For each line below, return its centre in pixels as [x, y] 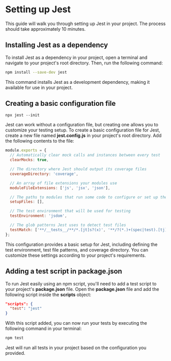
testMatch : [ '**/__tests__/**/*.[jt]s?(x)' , [58, 230]
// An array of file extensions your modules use [63, 183]
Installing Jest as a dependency [57, 45]
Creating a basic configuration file [61, 104]
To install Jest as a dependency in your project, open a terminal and [76, 57]
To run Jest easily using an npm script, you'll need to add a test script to [81, 284]
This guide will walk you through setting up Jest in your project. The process [85, 24]
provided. [15, 353]
